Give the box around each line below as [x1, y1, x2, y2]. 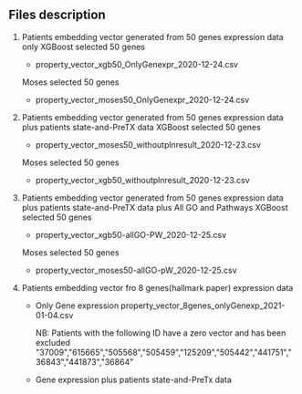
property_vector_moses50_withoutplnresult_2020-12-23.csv [35, 139, 262, 150]
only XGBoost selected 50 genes [21, 41, 145, 52]
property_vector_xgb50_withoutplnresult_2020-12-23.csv [35, 174, 250, 185]
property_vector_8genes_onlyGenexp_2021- [120, 300, 286, 311]
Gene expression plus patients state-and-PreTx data [35, 374, 232, 385]
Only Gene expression [35, 300, 120, 311]
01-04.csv [35, 309, 74, 320]
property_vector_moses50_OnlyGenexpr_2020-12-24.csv [35, 94, 250, 105]
